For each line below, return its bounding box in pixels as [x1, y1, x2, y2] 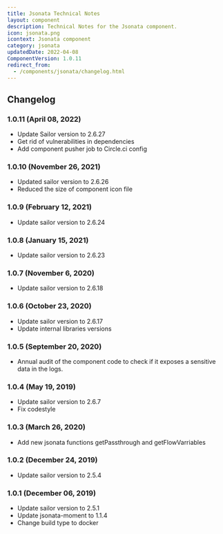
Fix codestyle [17, 405, 56, 414]
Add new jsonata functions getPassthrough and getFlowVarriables [17, 438, 206, 446]
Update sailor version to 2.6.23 [17, 251, 106, 259]
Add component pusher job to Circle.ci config [17, 145, 147, 153]
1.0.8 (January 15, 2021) [7, 235, 89, 245]
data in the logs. [17, 365, 64, 373]
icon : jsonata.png [7, 29, 60, 37]
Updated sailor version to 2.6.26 [17, 178, 109, 186]
